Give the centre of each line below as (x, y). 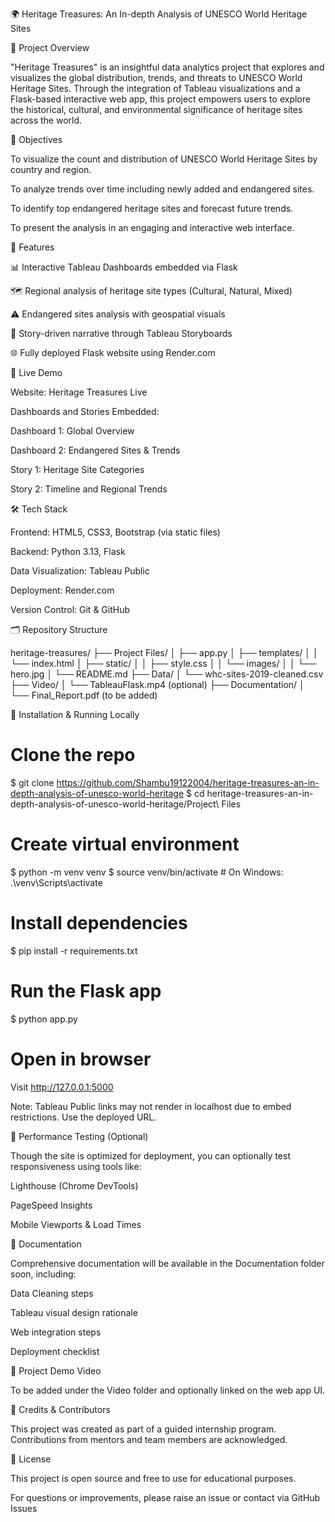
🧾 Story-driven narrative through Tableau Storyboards (121, 333)
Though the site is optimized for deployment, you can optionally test (150, 1155)
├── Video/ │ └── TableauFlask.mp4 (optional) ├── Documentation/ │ (157, 684)
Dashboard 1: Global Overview (72, 431)
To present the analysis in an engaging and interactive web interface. (152, 227)
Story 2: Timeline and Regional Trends (89, 489)
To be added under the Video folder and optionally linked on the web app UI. (168, 1390)
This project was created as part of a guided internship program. (143, 1429)
